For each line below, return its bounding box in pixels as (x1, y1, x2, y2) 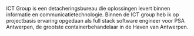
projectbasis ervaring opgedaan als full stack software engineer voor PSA (6, 17, 185, 24)
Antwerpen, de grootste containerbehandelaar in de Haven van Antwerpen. (6, 23, 189, 30)
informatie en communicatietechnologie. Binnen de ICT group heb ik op (6, 11, 179, 18)
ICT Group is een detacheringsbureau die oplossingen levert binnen (6, 5, 170, 12)
